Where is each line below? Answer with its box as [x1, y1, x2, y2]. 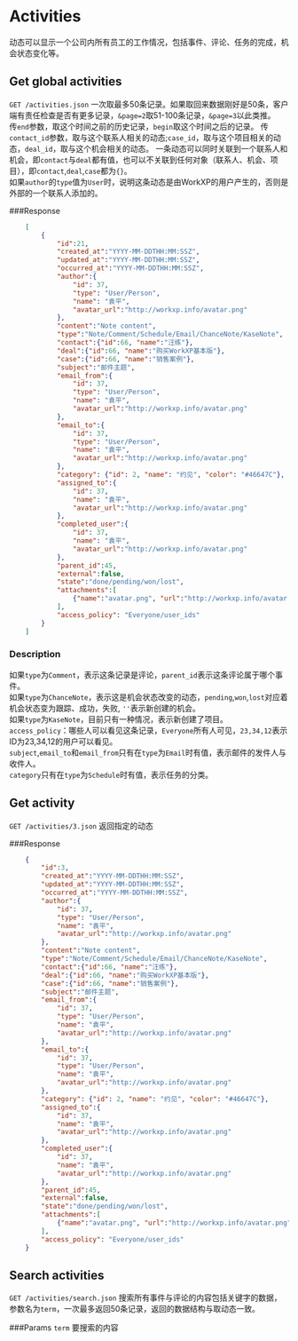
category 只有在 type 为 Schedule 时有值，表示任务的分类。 [9, 769, 214, 780]
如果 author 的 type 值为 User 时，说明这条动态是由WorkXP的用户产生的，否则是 [9, 176, 289, 187]
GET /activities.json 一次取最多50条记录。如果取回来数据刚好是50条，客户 [9, 99, 289, 109]
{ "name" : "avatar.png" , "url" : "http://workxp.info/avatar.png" [56, 1218, 292, 1227]
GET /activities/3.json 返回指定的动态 [9, 820, 153, 831]
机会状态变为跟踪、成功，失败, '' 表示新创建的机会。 [9, 702, 201, 713]
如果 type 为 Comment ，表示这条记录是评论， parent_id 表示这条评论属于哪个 [9, 669, 276, 680]
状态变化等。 [16, 47, 64, 59]
